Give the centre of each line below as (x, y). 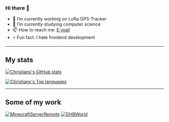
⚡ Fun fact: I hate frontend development (54, 38)
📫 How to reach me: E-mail (41, 30)
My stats (19, 60)
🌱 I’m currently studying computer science (56, 24)
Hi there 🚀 (18, 8)
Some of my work (33, 102)
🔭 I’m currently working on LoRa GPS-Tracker (59, 19)
